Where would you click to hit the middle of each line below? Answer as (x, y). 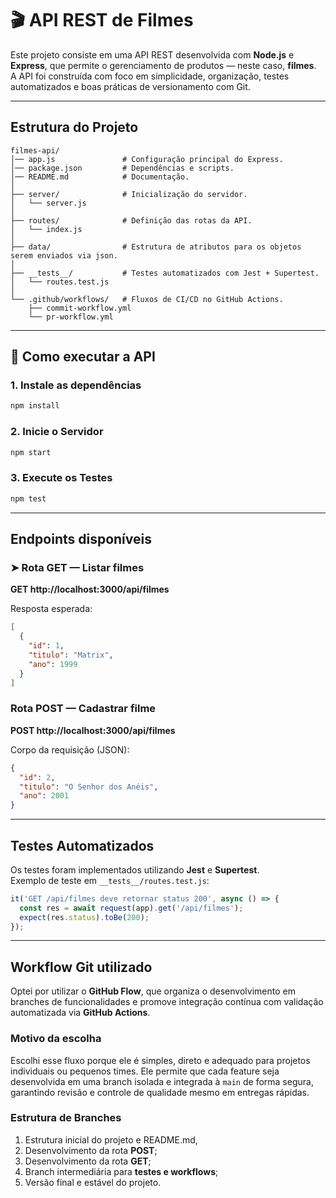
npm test (28, 498)
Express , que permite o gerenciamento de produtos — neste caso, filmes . (163, 65)
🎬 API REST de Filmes (102, 20)
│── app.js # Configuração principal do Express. (147, 159)
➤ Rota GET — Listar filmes (77, 567)
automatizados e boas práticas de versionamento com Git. (130, 86)
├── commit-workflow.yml (80, 308)
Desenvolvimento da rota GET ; (88, 1161)
